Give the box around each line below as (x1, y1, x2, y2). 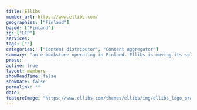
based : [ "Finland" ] (6, 24, 54, 31)
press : (6, 57, 22, 63)
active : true (6, 62, 38, 69)
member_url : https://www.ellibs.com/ (6, 14, 98, 20)
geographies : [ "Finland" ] (6, 19, 69, 25)
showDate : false (6, 79, 46, 85)
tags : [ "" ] (6, 41, 33, 47)
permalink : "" (6, 84, 41, 90)
